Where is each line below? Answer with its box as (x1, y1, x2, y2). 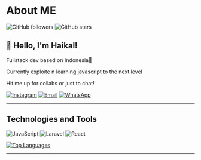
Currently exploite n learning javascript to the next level (6, 68, 142, 75)
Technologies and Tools (6, 114, 98, 124)
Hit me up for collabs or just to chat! (6, 79, 95, 87)
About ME (6, 4, 57, 17)
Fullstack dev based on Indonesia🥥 (6, 56, 93, 63)
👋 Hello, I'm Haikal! (6, 41, 78, 51)
